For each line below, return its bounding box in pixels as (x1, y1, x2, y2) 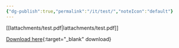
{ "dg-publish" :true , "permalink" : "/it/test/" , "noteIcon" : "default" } (6, 8, 174, 14)
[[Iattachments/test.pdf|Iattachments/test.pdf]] (6, 24, 119, 31)
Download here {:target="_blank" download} (6, 35, 112, 42)
